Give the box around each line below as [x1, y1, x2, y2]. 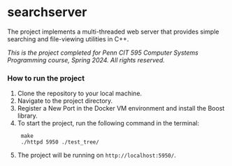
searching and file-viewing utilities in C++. [7, 34, 129, 43]
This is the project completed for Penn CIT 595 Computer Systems [7, 48, 199, 57]
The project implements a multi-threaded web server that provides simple [7, 27, 219, 36]
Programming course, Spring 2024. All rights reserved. [7, 55, 166, 64]
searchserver [7, 4, 87, 20]
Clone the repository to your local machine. [17, 89, 142, 98]
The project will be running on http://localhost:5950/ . [17, 151, 176, 160]
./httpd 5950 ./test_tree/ [20, 139, 99, 146]
